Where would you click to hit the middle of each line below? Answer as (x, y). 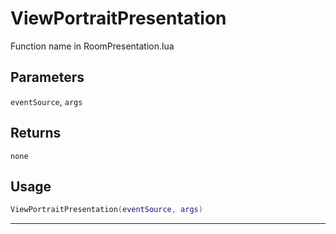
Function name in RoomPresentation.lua (92, 46)
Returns (36, 133)
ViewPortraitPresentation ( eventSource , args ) (106, 210)
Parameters (47, 77)
